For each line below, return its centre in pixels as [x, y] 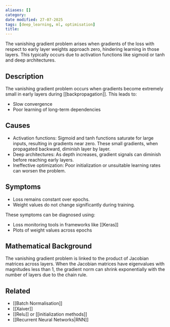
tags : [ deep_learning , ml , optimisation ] [50, 24]
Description [24, 76]
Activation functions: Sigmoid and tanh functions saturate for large [83, 138]
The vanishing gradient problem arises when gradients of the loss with [80, 44]
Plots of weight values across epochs [52, 230]
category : [16, 15]
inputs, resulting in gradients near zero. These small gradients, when [85, 143]
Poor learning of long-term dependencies [57, 109]
